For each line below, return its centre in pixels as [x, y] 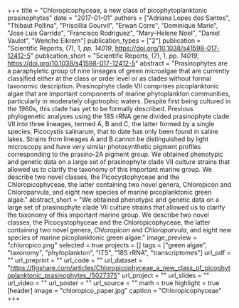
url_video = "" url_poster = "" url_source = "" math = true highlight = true [113, 283]
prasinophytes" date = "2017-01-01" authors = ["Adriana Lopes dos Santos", [119, 18]
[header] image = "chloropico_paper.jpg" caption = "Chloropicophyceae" [115, 291]
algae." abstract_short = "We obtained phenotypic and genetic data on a [113, 200]
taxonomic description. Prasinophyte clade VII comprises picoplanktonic [113, 86]
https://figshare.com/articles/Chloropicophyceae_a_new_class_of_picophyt [121, 268]
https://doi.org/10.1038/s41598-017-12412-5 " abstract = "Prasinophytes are [117, 63]
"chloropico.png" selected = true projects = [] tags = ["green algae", [107, 245]
